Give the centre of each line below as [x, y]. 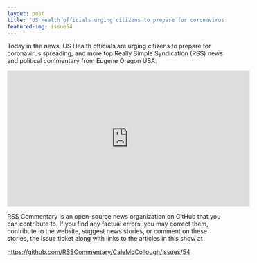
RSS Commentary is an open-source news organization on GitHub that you [114, 217]
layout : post [26, 13]
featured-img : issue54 [40, 26]
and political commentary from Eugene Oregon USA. [82, 61]
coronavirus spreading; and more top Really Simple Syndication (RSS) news [115, 53]
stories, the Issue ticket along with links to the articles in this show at [105, 239]
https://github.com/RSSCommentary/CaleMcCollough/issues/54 [99, 252]
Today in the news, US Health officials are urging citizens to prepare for [109, 46]
